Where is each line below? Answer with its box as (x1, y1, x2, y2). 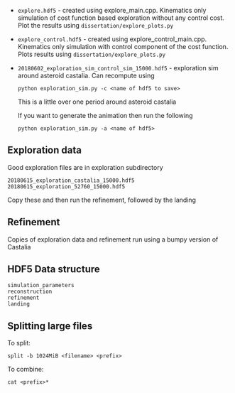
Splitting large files (7, 320, 93, 332)
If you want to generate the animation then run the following (17, 112, 193, 119)
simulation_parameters (7, 282, 75, 289)
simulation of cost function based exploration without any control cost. (17, 14, 225, 22)
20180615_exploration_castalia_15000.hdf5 (7, 177, 135, 184)
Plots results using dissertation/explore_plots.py (17, 50, 165, 58)
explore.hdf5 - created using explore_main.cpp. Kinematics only (17, 6, 207, 14)
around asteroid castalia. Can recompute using (17, 71, 155, 80)
